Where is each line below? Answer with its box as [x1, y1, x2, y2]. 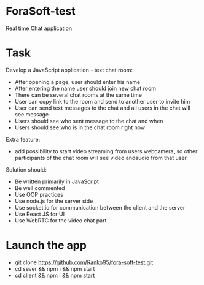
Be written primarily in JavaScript [14, 178, 100, 185]
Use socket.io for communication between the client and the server [14, 203, 186, 211]
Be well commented [14, 184, 65, 191]
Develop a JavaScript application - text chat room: [6, 66, 133, 74]
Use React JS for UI [14, 210, 65, 218]
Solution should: [6, 165, 47, 173]
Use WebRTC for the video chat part [14, 216, 107, 224]
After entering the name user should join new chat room [14, 85, 157, 92]
